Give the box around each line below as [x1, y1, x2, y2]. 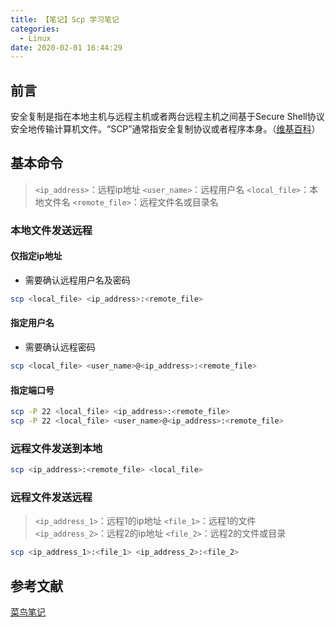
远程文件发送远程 [10, 491, 93, 504]
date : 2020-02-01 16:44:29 [10, 42, 123, 53]
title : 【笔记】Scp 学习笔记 [10, 14, 120, 25]
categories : [10, 24, 60, 34]
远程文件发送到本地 [10, 441, 103, 455]
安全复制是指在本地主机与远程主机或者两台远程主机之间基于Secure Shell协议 [10, 111, 325, 123]
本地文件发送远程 [10, 223, 93, 237]
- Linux [19, 33, 52, 43]
